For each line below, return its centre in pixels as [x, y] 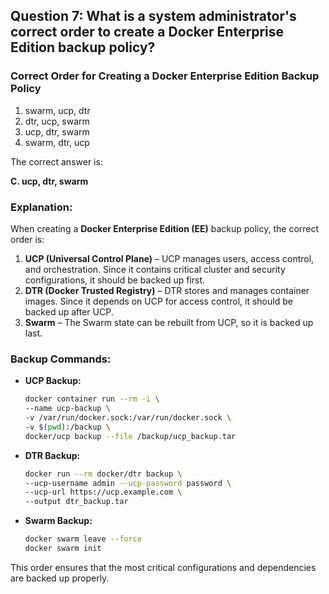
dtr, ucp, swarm [57, 121]
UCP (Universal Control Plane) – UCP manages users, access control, [169, 258]
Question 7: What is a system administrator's [153, 16]
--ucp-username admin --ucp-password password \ [128, 483]
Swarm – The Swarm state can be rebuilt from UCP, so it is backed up [169, 322]
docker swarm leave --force [83, 539]
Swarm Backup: [58, 521]
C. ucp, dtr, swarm [49, 181]
